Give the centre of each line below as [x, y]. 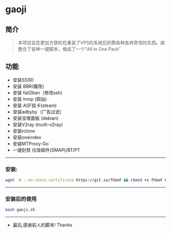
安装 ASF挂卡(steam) [35, 105]
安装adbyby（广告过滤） [38, 112]
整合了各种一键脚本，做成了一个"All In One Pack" [69, 49]
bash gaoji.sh [20, 210]
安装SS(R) [23, 80]
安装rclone [24, 131]
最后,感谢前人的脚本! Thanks [42, 225]
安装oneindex [27, 137]
